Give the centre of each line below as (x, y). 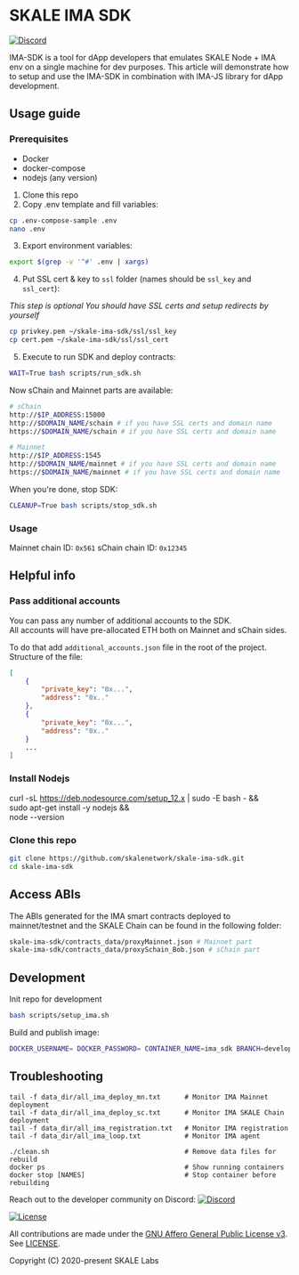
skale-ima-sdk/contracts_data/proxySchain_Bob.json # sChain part (135, 950)
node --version (37, 816)
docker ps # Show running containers (147, 1167)
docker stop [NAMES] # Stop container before (143, 1175)
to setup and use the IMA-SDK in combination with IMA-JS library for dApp (146, 76)
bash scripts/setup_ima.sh (59, 1016)
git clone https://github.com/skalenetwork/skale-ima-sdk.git (127, 858)
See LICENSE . (35, 1243)
